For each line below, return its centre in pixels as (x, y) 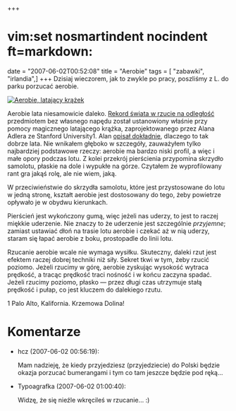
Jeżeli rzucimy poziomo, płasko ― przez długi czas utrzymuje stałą (105, 282)
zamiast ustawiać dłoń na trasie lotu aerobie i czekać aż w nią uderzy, (108, 231)
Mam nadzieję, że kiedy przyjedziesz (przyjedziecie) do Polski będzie (119, 365)
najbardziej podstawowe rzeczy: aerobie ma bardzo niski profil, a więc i (111, 151)
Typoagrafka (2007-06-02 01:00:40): (72, 386)
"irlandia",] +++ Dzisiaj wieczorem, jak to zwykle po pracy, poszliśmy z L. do (118, 78)
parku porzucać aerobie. (43, 86)
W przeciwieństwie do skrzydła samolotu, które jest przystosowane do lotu (116, 187)
